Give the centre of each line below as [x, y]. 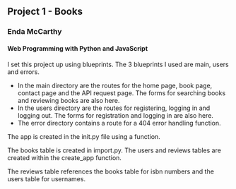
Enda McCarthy [35, 32]
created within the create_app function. [65, 157]
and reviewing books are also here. [69, 100]
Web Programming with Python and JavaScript [78, 48]
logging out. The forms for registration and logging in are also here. [116, 115]
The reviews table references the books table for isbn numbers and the [111, 171]
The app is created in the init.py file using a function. [84, 136]
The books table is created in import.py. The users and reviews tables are [114, 150]
